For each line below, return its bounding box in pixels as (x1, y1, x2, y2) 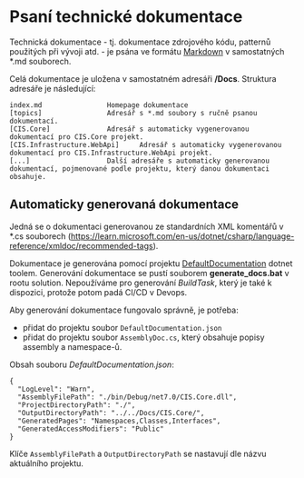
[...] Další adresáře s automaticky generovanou (9, 156, 270, 165)
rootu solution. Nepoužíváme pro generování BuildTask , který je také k (9, 277, 272, 288)
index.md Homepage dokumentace (9, 100, 189, 110)
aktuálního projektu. (9, 457, 84, 469)
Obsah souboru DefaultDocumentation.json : (9, 359, 174, 370)
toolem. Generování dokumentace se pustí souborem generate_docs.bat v (9, 267, 289, 278)
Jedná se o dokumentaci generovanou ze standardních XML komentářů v (9, 221, 284, 232)
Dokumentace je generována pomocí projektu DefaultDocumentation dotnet (9, 257, 293, 269)
